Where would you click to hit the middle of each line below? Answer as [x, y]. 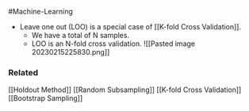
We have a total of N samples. [80, 35]
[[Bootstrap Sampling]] [46, 98]
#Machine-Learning [40, 11]
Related [23, 72]
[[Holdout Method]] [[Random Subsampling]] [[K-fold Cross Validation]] [125, 90]
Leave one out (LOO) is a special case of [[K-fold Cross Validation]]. [130, 27]
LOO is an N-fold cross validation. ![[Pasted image [113, 44]
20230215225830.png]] [71, 52]
